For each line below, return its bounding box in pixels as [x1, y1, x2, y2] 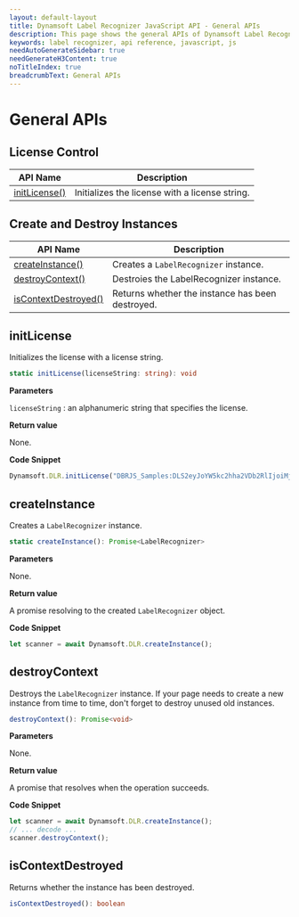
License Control [9, 144, 100, 160]
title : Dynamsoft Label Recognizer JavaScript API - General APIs [9, 21, 261, 30]
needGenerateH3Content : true [9, 54, 117, 63]
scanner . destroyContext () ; [9, 834, 109, 843]
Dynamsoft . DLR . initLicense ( [9, 471, 114, 481]
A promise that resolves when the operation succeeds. [9, 782, 210, 793]
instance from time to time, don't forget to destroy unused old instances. [9, 697, 275, 708]
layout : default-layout [9, 12, 98, 22]
